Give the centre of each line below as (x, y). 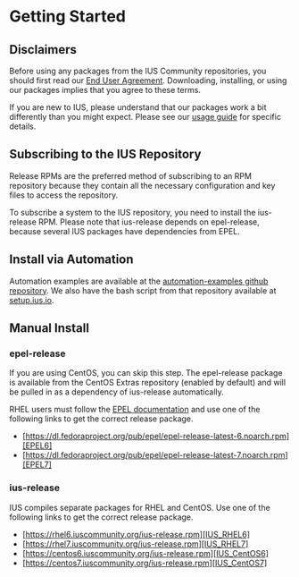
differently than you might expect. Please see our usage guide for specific (145, 117)
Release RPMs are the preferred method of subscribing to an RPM (131, 175)
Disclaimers (43, 50)
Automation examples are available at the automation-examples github (139, 281)
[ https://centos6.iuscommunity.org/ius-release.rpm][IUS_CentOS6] (145, 553)
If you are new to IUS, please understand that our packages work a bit (138, 107)
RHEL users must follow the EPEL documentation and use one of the (135, 410)
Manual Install (49, 328)
